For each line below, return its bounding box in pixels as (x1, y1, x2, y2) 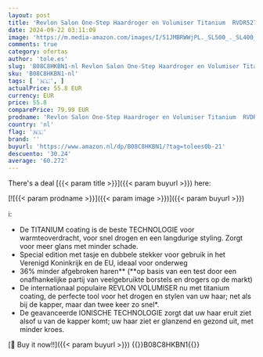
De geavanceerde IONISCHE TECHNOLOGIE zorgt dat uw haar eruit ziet (19, 308, 252, 318)
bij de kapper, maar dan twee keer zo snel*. (19, 300, 160, 309)
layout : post (8, 11, 51, 20)
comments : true (8, 41, 58, 49)
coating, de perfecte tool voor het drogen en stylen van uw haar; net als (19, 291, 252, 301)
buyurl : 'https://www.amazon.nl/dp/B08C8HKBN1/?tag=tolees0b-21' (8, 142, 225, 150)
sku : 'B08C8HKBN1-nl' (8, 70, 79, 78)
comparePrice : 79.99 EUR (8, 106, 89, 114)
